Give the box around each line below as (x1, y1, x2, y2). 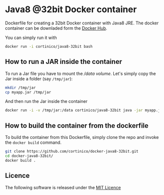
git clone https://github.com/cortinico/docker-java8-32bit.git (5, 149, 139, 154)
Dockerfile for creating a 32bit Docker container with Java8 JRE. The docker (5, 20, 159, 26)
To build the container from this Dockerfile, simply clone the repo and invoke (5, 135, 159, 140)
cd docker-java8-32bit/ (5, 153, 54, 158)
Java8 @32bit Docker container (5, 4, 137, 15)
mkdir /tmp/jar (5, 85, 36, 90)
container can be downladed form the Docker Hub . (5, 25, 107, 31)
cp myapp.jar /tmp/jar (5, 90, 51, 95)
